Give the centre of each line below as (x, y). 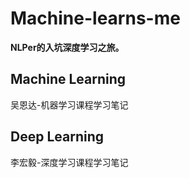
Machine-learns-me (95, 18)
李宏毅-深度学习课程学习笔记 (69, 162)
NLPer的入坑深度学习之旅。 (67, 47)
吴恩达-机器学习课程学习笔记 (69, 104)
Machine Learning (68, 79)
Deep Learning (57, 137)
